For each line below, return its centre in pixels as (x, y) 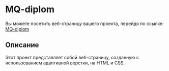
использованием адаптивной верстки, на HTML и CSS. (65, 63)
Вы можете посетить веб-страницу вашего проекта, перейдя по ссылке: (84, 23)
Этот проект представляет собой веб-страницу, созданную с (72, 57)
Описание (22, 45)
